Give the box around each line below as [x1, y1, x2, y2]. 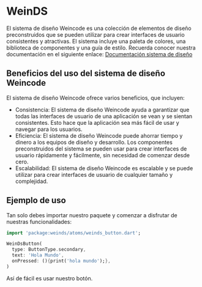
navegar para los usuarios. [15, 125, 83, 133]
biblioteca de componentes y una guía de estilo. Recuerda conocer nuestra [6, 44, 196, 51]
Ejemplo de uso [6, 195, 66, 206]
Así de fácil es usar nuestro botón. [6, 274, 93, 282]
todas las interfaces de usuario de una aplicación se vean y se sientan [15, 112, 193, 120]
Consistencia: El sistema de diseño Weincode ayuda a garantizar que [15, 106, 190, 113]
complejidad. [15, 177, 48, 185]
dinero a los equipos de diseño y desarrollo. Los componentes [15, 138, 173, 146]
